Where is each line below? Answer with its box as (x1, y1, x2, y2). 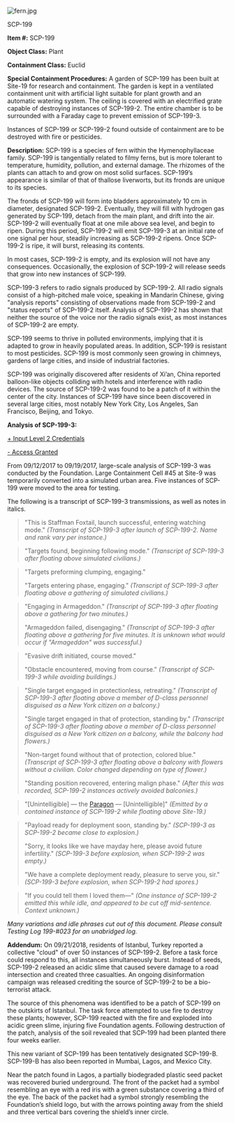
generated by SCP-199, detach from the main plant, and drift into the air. (7, 212, 215, 220)
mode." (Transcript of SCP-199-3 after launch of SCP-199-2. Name (24, 525, 218, 534)
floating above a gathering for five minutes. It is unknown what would (24, 630, 226, 639)
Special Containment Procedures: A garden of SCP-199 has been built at (7, 74, 219, 83)
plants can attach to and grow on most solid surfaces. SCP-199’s (7, 169, 193, 176)
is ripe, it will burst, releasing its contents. (25, 241, 145, 250)
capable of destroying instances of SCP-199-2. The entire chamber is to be (7, 104, 224, 112)
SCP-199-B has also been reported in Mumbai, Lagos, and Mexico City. (7, 1057, 212, 1065)
